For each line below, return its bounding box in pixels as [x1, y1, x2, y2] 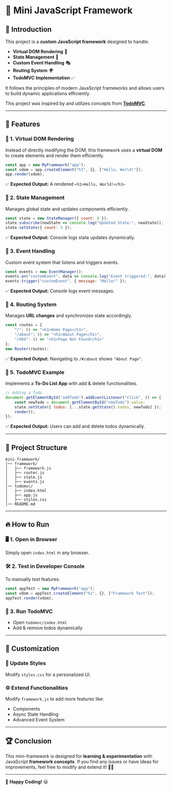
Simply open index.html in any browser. [5, 549, 90, 556]
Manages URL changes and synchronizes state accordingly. [5, 312, 133, 319]
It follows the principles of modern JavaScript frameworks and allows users [5, 85, 165, 91]
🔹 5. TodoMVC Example [5, 369, 65, 376]
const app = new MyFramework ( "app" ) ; [5, 162, 86, 167]
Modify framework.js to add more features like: [5, 696, 104, 702]
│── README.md [5, 502, 36, 507]
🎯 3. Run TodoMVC [5, 608, 53, 615]
